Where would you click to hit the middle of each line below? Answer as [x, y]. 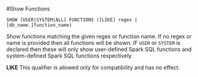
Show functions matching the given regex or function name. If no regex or [99, 36]
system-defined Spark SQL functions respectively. [69, 56]
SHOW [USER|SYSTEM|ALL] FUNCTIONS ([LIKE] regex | [72, 20]
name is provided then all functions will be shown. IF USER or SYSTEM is [94, 43]
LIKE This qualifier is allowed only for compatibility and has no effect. [93, 67]
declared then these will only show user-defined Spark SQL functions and [99, 49]
